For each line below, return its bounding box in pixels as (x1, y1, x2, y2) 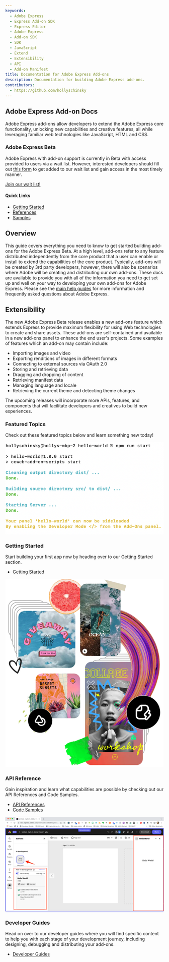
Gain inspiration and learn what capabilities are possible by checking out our (5, 787, 164, 793)
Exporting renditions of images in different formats (12, 355, 117, 362)
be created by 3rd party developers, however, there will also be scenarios (5, 264, 158, 270)
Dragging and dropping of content (12, 371, 84, 378)
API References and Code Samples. (5, 792, 79, 798)
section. (5, 559, 22, 565)
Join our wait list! (5, 181, 41, 187)
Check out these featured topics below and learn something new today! (5, 432, 153, 438)
